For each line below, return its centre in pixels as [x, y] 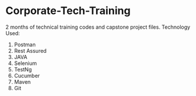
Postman [25, 44]
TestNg [23, 69]
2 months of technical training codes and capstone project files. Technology [98, 27]
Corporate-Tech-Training [68, 11]
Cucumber [27, 76]
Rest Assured [30, 50]
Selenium [25, 63]
